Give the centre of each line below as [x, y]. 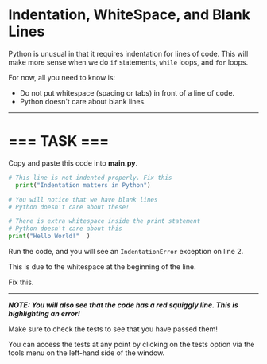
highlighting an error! [44, 313]
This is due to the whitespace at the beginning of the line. [102, 267]
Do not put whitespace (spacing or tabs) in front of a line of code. [127, 92]
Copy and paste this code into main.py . [73, 163]
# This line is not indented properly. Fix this [90, 178]
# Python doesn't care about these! [69, 207]
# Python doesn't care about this [66, 229]
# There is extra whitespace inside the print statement [104, 221]
